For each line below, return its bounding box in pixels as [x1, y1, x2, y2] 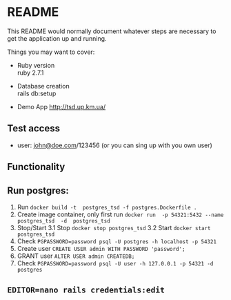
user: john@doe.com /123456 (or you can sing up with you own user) [17, 141, 212, 149]
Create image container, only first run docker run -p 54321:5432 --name [17, 210, 224, 218]
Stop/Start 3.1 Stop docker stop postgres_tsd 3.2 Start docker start [17, 223, 211, 232]
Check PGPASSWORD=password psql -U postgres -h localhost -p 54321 [17, 236, 217, 245]
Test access [7, 122, 61, 135]
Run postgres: [7, 185, 69, 196]
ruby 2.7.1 [17, 68, 44, 77]
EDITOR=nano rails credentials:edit [7, 285, 165, 295]
